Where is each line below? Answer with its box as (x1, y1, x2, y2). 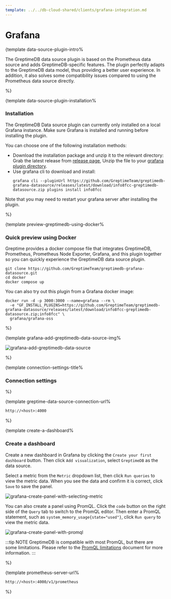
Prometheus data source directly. (5, 77, 75, 84)
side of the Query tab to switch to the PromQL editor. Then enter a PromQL (5, 508, 161, 515)
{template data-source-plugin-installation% (5, 97, 97, 103)
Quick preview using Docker (5, 234, 77, 241)
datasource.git (5, 271, 38, 276)
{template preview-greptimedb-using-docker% (5, 221, 104, 227)
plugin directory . (12, 163, 47, 169)
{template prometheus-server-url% (5, 569, 79, 576)
